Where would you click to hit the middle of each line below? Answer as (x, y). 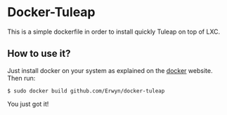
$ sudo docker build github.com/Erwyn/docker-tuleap (86, 91)
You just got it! (28, 104)
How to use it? (39, 54)
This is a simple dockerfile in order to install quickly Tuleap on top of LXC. (113, 32)
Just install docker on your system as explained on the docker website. (110, 70)
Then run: (21, 78)
